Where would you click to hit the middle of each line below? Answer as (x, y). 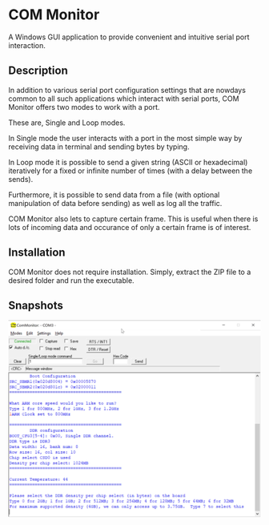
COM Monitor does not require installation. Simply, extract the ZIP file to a (130, 272)
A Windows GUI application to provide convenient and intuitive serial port (129, 37)
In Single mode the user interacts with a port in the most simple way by (125, 138)
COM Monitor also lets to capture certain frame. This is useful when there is (133, 219)
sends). (21, 179)
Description (38, 71)
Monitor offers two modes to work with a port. (84, 107)
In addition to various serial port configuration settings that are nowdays (127, 90)
